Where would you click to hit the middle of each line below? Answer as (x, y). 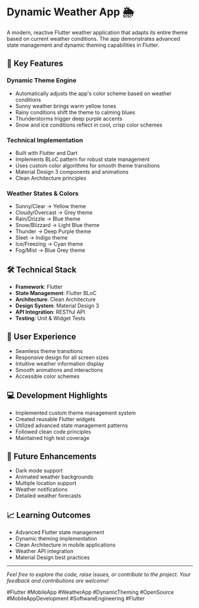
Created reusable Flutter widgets (55, 419)
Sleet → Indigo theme (41, 238)
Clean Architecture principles (51, 178)
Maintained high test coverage (52, 438)
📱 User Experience (41, 337)
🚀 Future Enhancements (52, 457)
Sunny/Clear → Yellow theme (50, 206)
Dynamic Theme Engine (42, 80)
